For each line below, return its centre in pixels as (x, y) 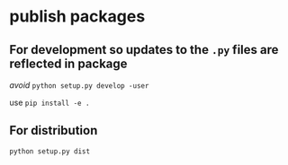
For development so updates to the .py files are (144, 50)
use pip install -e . (49, 102)
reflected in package (68, 63)
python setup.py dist (50, 151)
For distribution (54, 130)
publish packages (77, 17)
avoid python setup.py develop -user (79, 85)
